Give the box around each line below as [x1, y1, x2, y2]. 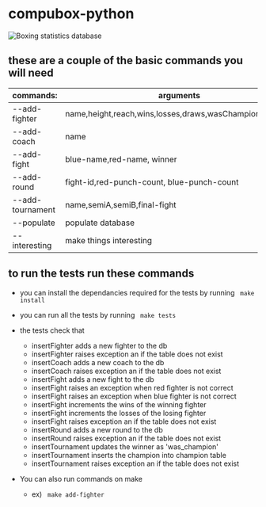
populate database [65, 217, 135, 228]
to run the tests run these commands [8, 267, 195, 280]
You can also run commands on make [19, 474, 142, 483]
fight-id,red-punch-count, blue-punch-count [65, 176, 239, 187]
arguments [158, 90, 200, 101]
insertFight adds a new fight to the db [31, 374, 154, 384]
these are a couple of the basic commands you [8, 54, 244, 67]
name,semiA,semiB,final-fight [65, 199, 177, 210]
